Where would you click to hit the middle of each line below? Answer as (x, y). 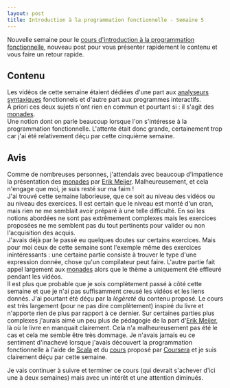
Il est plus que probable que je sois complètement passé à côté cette (105, 284)
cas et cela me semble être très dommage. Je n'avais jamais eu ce (101, 335)
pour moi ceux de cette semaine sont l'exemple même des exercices (104, 248)
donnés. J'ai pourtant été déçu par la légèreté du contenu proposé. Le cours (115, 299)
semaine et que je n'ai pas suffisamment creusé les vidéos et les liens (106, 291)
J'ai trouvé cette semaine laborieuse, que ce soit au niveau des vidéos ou (111, 196)
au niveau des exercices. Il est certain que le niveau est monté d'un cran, (111, 204)
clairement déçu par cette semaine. (57, 357)
